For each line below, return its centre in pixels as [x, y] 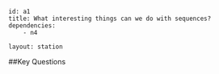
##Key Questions [37, 62]
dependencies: [32, 26]
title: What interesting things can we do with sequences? [110, 18]
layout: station [36, 47]
